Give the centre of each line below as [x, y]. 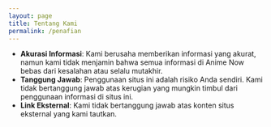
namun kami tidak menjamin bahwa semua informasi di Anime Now [132, 62]
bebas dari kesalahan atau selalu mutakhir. [91, 71]
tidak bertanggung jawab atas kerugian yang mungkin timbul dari [129, 88]
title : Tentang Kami [43, 23]
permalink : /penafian [45, 31]
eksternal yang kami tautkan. [69, 114]
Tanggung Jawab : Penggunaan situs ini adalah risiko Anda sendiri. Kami [142, 80]
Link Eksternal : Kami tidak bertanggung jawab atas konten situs [127, 105]
